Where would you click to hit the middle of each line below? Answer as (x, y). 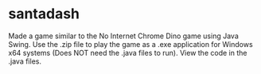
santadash (44, 14)
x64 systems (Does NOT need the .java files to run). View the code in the (128, 53)
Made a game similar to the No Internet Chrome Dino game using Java (123, 36)
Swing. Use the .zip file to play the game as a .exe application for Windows (130, 44)
